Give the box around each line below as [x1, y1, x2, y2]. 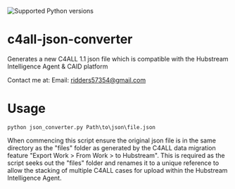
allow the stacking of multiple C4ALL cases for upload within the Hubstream [7, 166, 228, 174]
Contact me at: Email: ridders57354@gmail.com [7, 75, 146, 84]
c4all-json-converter [7, 32, 133, 47]
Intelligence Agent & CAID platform [7, 62, 108, 71]
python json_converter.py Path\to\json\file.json [7, 123, 156, 130]
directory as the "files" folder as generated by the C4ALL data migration [7, 143, 216, 152]
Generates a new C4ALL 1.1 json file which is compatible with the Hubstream [7, 54, 229, 63]
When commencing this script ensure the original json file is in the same [7, 136, 217, 145]
